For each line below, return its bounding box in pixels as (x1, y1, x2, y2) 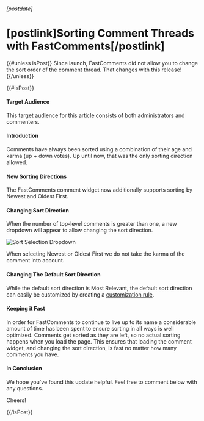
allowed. (6, 159, 27, 166)
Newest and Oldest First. (6, 193, 69, 200)
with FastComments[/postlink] (6, 39, 165, 53)
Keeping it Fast (6, 305, 46, 312)
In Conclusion (6, 365, 43, 372)
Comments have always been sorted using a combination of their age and (6, 145, 192, 153)
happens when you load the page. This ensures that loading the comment (6, 337, 192, 345)
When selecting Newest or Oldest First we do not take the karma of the (6, 250, 185, 257)
